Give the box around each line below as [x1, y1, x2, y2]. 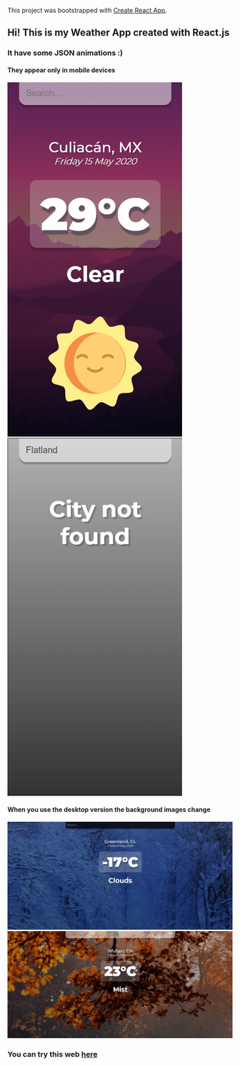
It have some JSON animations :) [7, 48, 124, 58]
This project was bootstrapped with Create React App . [7, 6, 168, 14]
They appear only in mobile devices [7, 66, 116, 74]
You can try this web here [7, 1049, 98, 1059]
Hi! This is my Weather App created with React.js [7, 26, 230, 39]
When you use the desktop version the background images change [7, 805, 211, 814]
